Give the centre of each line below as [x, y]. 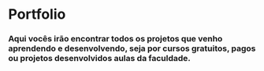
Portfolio [37, 14]
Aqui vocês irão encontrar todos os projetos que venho [115, 39]
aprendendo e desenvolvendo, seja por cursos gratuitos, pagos [132, 48]
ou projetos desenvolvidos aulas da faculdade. [100, 59]
